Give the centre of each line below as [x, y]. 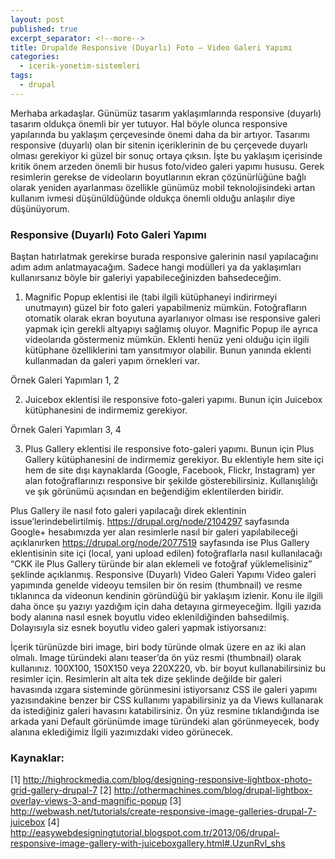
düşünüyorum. [40, 208]
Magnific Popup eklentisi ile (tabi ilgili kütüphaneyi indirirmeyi [151, 297]
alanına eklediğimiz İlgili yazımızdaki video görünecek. [121, 732]
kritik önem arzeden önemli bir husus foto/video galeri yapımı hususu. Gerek [167, 166]
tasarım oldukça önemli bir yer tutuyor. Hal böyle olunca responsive [149, 123]
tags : [21, 76]
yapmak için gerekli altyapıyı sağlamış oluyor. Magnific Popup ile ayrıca [171, 329]
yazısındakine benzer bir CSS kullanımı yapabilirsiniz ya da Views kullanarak [167, 700]
